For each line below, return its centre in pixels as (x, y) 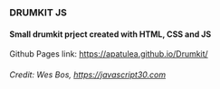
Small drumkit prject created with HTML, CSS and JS (110, 34)
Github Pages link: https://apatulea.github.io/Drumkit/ (109, 54)
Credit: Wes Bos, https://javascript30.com (87, 75)
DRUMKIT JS (38, 13)
